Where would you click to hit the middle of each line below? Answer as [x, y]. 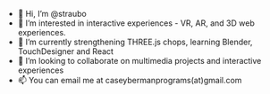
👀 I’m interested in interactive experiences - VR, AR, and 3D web [136, 23]
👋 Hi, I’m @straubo [52, 14]
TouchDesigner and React [66, 51]
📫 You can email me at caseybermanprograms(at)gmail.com [130, 80]
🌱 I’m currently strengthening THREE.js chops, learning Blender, [135, 42]
